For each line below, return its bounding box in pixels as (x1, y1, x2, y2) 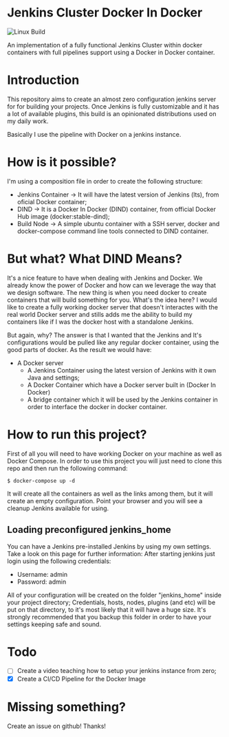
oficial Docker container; (17, 197, 87, 206)
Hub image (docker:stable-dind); (17, 212, 110, 221)
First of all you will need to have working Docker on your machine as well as (7, 449, 222, 458)
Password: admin (17, 577, 67, 586)
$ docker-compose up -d (7, 477, 76, 484)
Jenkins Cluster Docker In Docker (7, 5, 203, 21)
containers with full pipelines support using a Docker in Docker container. (7, 48, 215, 56)
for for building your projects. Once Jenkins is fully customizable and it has (7, 102, 219, 111)
